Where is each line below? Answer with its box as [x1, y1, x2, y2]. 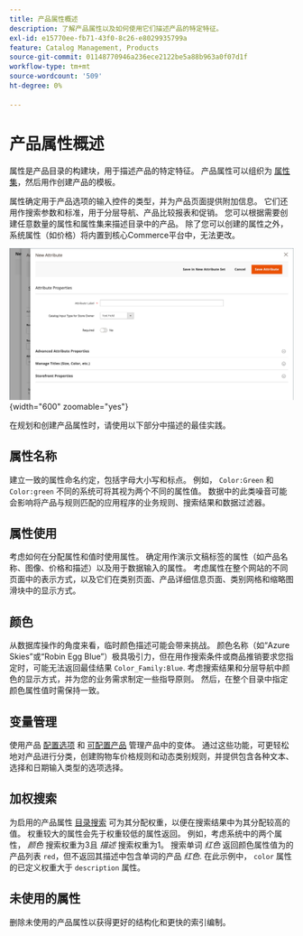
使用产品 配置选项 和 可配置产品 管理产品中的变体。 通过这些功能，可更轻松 [9, 740, 289, 751]
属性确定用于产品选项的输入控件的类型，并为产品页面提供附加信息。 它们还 [9, 195, 289, 207]
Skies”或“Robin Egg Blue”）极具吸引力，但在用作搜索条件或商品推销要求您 [9, 651, 286, 663]
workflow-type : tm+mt [9, 62, 91, 71]
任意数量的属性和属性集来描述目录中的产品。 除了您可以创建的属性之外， [16, 218, 289, 229]
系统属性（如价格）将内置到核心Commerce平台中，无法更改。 [9, 229, 241, 240]
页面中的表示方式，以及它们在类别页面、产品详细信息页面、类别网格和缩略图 [9, 574, 294, 585]
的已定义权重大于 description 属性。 [9, 862, 146, 873]
